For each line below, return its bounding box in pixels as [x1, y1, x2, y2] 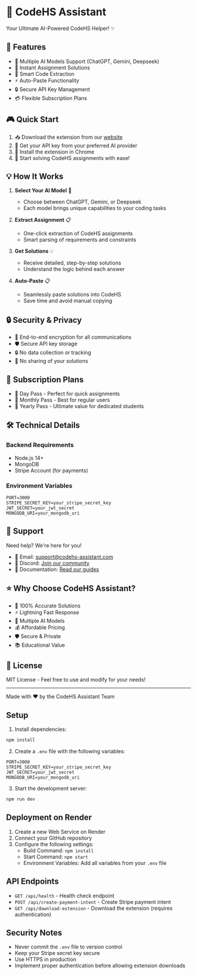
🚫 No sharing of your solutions [14, 358, 89, 365]
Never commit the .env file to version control [14, 943, 123, 950]
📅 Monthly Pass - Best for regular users [14, 396, 110, 403]
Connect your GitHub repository [14, 834, 92, 842]
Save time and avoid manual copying [23, 297, 113, 305]
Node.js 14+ [14, 454, 44, 461]
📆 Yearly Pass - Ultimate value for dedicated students [14, 403, 144, 409]
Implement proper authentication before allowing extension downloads [14, 962, 186, 969]
